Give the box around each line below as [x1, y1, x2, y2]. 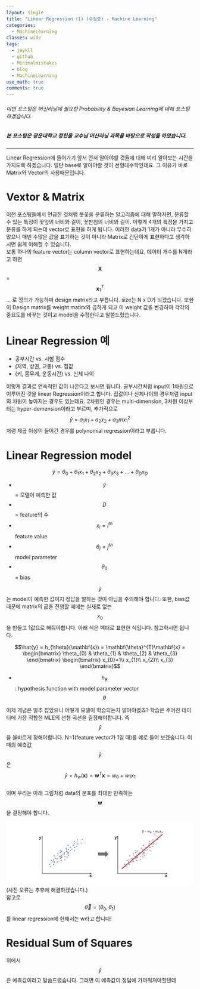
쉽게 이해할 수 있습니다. [17, 241, 71, 248]
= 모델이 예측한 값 [14, 491, 57, 498]
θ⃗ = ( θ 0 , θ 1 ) [84, 904, 116, 913]
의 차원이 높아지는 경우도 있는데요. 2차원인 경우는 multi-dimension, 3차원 [6, 398, 177, 405]
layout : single [6, 10, 44, 16]
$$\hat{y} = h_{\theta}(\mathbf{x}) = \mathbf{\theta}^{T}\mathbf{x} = [14, 643, 186, 651]
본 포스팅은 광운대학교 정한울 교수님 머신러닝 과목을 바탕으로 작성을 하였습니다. [6, 132, 187, 140]
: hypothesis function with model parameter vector [14, 685, 139, 692]
